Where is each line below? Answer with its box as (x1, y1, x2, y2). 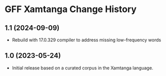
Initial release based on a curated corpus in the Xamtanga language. (12, 64, 153, 71)
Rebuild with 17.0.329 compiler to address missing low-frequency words (12, 37, 161, 43)
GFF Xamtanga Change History (5, 4, 137, 15)
